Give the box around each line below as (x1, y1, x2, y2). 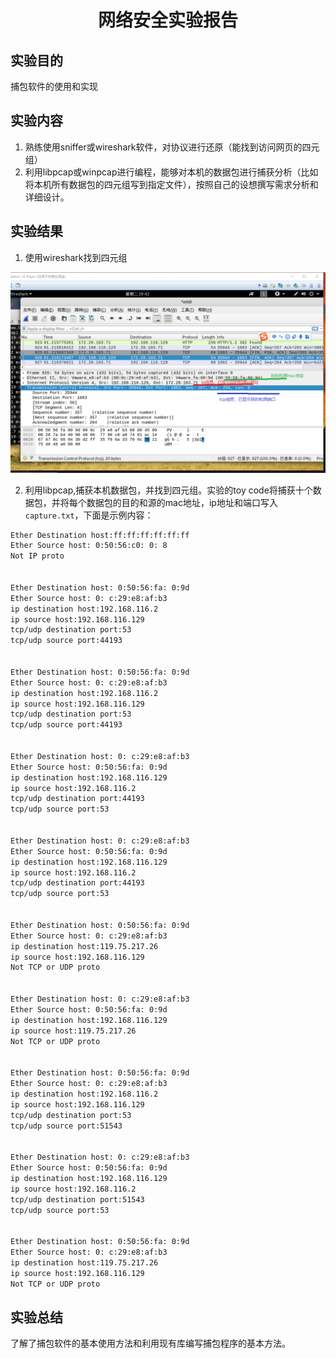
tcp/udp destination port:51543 (10, 1194, 145, 1205)
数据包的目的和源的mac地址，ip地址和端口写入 (86, 496, 278, 508)
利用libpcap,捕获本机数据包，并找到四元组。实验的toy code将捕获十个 (24, 484, 313, 496)
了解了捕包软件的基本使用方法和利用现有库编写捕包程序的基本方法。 (10, 1337, 291, 1350)
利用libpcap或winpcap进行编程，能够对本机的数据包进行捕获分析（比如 (24, 166, 319, 178)
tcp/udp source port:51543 (10, 1121, 123, 1131)
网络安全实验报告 (97, 9, 238, 32)
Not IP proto (10, 551, 65, 561)
